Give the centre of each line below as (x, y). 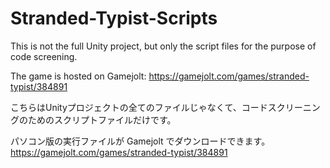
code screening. (44, 56)
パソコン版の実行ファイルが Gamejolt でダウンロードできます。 (140, 141)
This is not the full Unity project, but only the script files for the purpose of (163, 46)
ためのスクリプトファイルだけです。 (102, 119)
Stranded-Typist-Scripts (114, 18)
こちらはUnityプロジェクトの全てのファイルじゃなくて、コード (139, 107)
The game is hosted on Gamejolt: (78, 76)
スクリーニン (294, 107)
